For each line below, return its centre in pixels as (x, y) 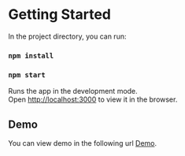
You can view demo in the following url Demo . (83, 143)
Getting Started (60, 15)
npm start (27, 75)
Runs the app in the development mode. (73, 91)
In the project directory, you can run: (67, 36)
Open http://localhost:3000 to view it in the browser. (93, 99)
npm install (31, 56)
